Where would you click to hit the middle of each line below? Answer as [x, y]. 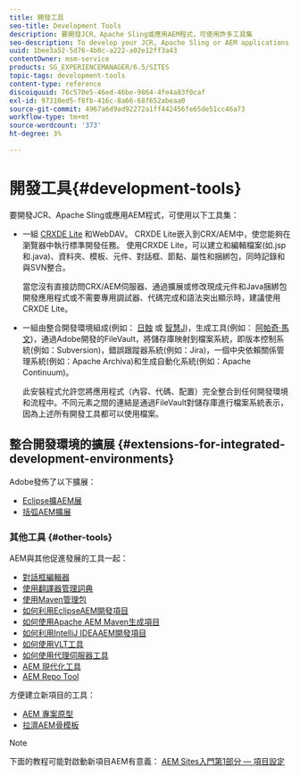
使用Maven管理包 [54, 599]
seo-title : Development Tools [66, 26]
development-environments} [92, 459]
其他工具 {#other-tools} [61, 537]
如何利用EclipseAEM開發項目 [75, 610]
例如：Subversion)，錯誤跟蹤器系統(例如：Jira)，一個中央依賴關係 [154, 350]
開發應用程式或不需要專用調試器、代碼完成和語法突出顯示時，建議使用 [151, 297]
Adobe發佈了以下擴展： [53, 481]
